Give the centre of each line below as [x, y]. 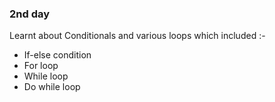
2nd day [30, 14]
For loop [41, 66]
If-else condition [57, 55]
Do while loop [52, 87]
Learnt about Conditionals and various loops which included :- [137, 36]
